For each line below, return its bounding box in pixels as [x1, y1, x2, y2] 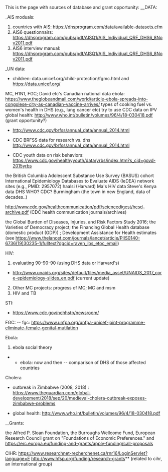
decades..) [5, 194, 28, 200]
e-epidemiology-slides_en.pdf [12, 275, 75, 281]
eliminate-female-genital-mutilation [5, 325, 78, 331]
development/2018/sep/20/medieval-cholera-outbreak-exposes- [12, 395, 147, 401]
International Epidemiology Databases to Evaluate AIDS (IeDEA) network [5, 178, 154, 184]
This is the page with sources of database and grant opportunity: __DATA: [5, 5, 157, 10]
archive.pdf [5, 209, 29, 215]
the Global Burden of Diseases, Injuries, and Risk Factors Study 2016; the [5, 219, 156, 225]
